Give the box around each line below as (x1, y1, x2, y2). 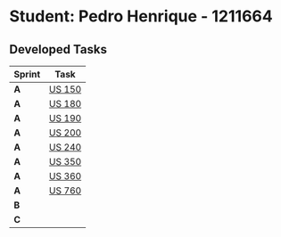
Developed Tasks (9, 42, 107, 57)
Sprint (13, 69, 41, 80)
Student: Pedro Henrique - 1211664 (9, 6, 274, 27)
